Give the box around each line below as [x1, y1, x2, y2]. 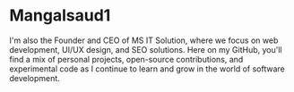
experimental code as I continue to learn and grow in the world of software [9, 63, 285, 74]
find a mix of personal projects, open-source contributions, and [9, 54, 244, 64]
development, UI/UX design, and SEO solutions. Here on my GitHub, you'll [9, 44, 282, 54]
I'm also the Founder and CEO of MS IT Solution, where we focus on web [9, 35, 279, 46]
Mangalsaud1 [9, 5, 111, 26]
